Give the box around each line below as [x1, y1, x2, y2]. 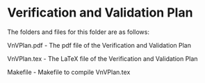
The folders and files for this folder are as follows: [7, 28, 150, 36]
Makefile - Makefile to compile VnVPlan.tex [7, 68, 131, 76]
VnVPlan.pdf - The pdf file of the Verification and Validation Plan [7, 41, 191, 49]
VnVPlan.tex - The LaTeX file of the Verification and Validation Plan [7, 54, 198, 63]
